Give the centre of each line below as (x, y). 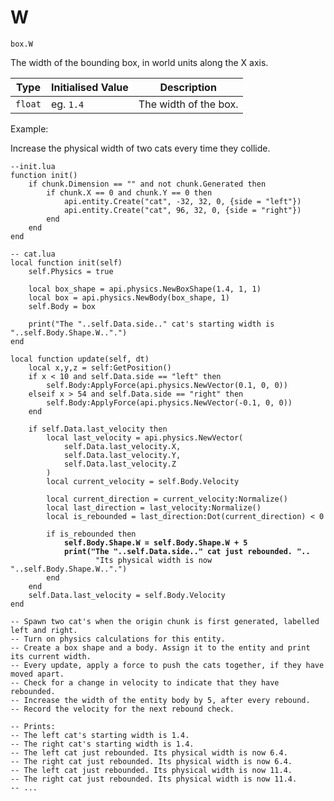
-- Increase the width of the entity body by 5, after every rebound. (160, 700)
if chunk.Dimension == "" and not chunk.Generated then (147, 184)
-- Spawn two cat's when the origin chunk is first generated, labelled (165, 621)
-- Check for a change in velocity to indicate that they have (145, 682)
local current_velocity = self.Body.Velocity (143, 481)
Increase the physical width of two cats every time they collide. (140, 148)
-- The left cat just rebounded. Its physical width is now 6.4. (149, 752)
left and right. (44, 630)
